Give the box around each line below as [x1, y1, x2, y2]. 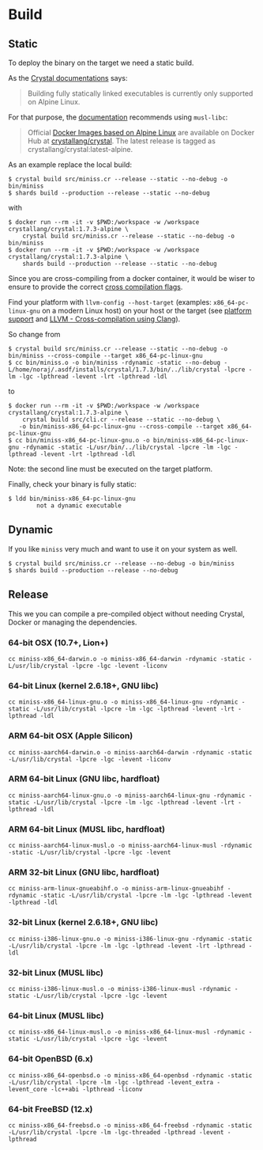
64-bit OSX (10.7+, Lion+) [8, 637, 109, 648]
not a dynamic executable [36, 502, 122, 510]
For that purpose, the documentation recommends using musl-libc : [8, 112, 228, 122]
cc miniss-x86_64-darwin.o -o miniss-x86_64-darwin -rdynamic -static [8, 655, 246, 662]
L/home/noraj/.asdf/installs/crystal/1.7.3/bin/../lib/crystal [8, 366, 221, 374]
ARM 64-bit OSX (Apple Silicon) [8, 731, 133, 742]
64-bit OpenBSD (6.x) [8, 1053, 93, 1065]
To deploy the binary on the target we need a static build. [8, 58, 194, 67]
